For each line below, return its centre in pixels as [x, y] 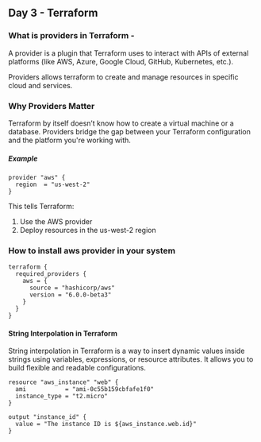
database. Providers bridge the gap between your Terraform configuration [130, 131]
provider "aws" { [37, 177]
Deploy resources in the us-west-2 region [88, 230]
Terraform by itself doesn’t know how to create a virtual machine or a [121, 123]
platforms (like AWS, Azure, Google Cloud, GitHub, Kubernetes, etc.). [121, 61]
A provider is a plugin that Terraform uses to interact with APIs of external [129, 53]
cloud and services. [40, 85]
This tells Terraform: [41, 206]
